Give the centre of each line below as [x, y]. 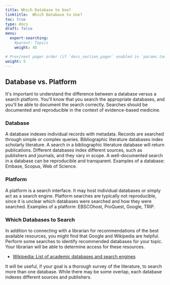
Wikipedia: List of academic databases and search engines [74, 257]
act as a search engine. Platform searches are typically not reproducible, [81, 196]
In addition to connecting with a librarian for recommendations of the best [82, 231]
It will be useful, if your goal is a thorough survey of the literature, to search [84, 266]
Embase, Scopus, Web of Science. [41, 166]
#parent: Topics [32, 43]
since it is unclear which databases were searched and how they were [78, 201]
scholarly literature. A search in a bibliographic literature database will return [85, 145]
